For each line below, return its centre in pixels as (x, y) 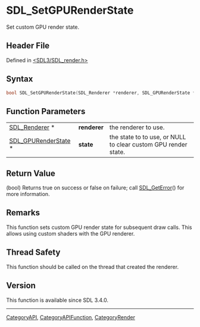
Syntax (20, 79)
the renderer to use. (137, 127)
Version (21, 285)
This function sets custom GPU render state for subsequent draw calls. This (99, 227)
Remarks (23, 213)
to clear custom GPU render (148, 145)
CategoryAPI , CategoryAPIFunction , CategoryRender (71, 317)
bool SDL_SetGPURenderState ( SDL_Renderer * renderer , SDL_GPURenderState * (101, 93)
